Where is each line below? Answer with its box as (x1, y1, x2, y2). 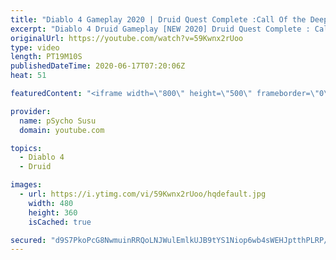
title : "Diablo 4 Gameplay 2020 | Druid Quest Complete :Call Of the (10, 14, 307, 25)
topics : (10, 143, 43, 153)
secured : (10, 235, 47, 245)
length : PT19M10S (10, 52, 83, 62)
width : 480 (28, 198, 74, 208)
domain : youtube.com (19, 125, 105, 135)
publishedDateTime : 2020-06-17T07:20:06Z (10, 61, 186, 71)
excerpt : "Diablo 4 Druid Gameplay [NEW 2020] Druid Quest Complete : (10, 24, 311, 34)
